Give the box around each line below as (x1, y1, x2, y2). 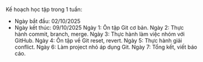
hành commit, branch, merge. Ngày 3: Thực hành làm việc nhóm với (14, 30, 185, 38)
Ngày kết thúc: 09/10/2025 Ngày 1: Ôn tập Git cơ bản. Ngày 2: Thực (14, 24, 184, 31)
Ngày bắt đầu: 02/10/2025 (14, 18, 81, 24)
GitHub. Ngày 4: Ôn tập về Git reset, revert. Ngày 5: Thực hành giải (14, 37, 182, 44)
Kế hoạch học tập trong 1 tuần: (5, 6, 83, 13)
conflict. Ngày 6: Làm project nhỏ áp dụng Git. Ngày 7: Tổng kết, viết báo (14, 43, 198, 50)
